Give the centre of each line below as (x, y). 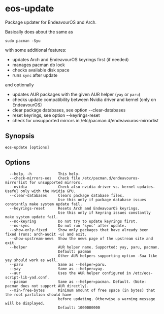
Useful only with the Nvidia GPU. (41, 191)
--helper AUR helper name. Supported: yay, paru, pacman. (85, 247)
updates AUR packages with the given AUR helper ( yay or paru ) (76, 94)
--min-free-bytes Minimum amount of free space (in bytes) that (82, 290)
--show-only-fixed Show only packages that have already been (79, 230)
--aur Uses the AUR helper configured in (70, 273)
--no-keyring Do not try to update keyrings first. (74, 221)
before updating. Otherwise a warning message (106, 299)
